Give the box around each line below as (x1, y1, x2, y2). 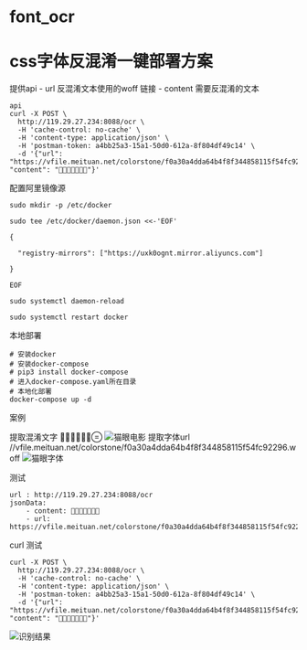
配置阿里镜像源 (9, 183, 66, 194)
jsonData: (9, 498, 48, 508)
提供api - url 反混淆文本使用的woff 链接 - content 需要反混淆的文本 (9, 83, 259, 94)
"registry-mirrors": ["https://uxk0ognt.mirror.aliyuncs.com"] (17, 249, 263, 258)
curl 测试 (9, 539, 43, 550)
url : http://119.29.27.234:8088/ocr (9, 491, 153, 500)
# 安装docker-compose (9, 359, 90, 369)
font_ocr (9, 6, 75, 27)
